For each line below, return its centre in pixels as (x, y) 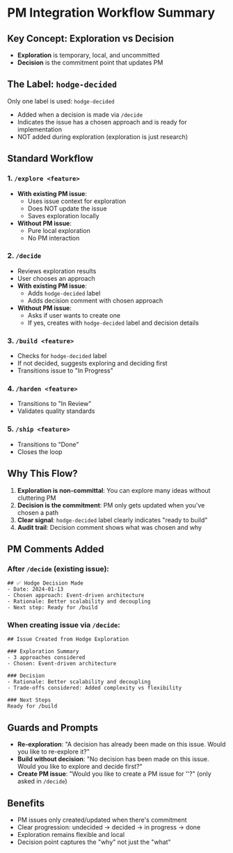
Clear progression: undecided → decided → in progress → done (109, 827)
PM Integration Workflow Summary (111, 13)
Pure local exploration (59, 230)
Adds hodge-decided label (64, 293)
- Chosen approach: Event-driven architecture (76, 596)
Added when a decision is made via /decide (80, 114)
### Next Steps (29, 700)
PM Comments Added (56, 549)
